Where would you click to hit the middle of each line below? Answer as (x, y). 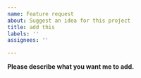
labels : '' (23, 34)
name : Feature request (41, 14)
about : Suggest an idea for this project (69, 21)
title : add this (31, 27)
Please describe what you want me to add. (71, 67)
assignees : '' (28, 40)
